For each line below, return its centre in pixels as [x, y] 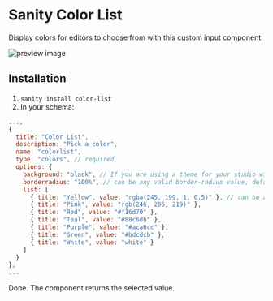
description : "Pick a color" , [67, 144]
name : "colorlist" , [49, 152]
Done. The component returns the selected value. [92, 288]
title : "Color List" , [52, 137]
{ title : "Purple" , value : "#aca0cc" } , [99, 227]
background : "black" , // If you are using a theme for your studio [139, 174]
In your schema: [47, 106]
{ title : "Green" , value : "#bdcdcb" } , [97, 234]
